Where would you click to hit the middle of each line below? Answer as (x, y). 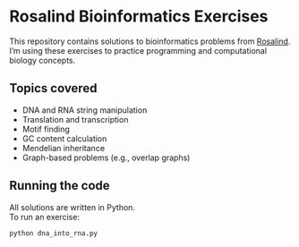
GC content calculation (64, 138)
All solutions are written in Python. (73, 207)
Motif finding (46, 129)
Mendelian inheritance (64, 148)
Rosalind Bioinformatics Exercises (139, 17)
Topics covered (53, 88)
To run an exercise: (45, 217)
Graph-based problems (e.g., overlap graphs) (106, 158)
